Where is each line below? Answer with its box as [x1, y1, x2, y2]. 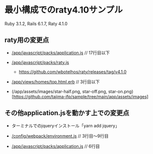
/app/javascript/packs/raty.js [11, 59, 69, 65]
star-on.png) [108, 88, 134, 94]
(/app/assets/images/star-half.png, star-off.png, [11, 88, 107, 94]
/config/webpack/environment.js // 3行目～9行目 [11, 133, 109, 139]
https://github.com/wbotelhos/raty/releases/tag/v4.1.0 [18, 69, 127, 75]
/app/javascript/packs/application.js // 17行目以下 [11, 49, 110, 56]
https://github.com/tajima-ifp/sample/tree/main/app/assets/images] [13, 93, 149, 99]
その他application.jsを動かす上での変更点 [4, 109, 129, 117]
